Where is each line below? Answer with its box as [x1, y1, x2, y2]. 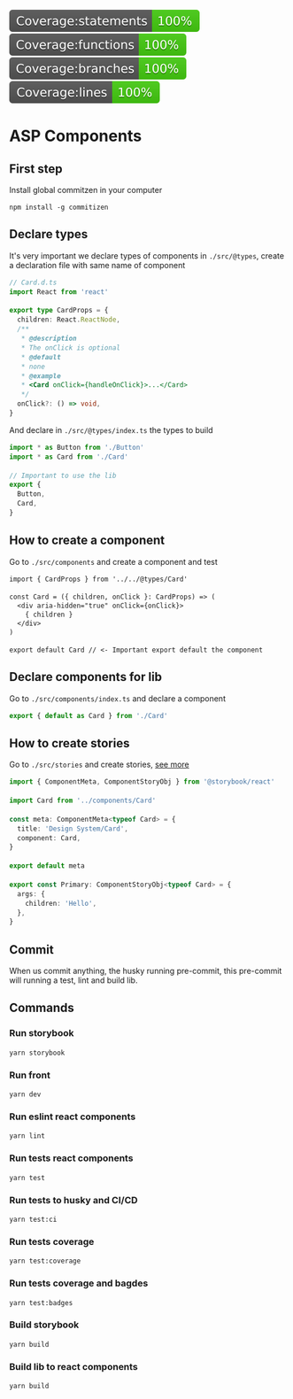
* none [20, 362, 46, 371]
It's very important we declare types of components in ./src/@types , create [9, 250, 285, 261]
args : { [17, 889, 46, 899]
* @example [20, 371, 62, 381]
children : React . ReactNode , [17, 315, 121, 324]
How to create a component [9, 533, 166, 548]
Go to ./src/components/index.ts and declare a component [9, 692, 226, 704]
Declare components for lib [9, 669, 162, 684]
